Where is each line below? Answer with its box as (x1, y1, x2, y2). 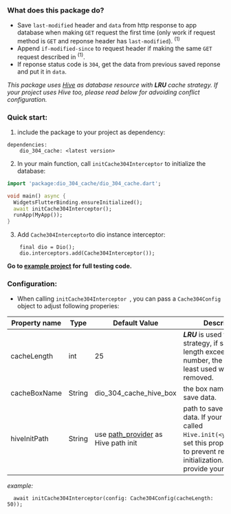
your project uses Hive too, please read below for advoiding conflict (7, 88, 201, 96)
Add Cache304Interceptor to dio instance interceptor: (16, 231, 166, 239)
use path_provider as (94, 429, 163, 439)
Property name (11, 319, 62, 328)
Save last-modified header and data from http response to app (16, 21, 197, 30)
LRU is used (183, 330, 222, 339)
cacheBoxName (10, 388, 63, 398)
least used (183, 364, 217, 374)
